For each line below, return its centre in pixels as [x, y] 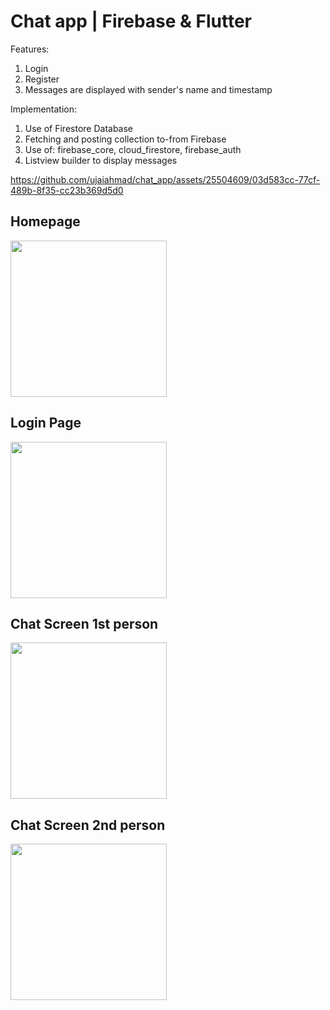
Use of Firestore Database [79, 128]
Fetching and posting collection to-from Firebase [125, 139]
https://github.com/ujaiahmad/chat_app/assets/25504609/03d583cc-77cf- [165, 179]
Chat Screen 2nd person [88, 825]
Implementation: [44, 109]
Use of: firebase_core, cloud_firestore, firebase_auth [133, 149]
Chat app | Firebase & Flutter [131, 21]
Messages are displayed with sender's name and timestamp [148, 89]
